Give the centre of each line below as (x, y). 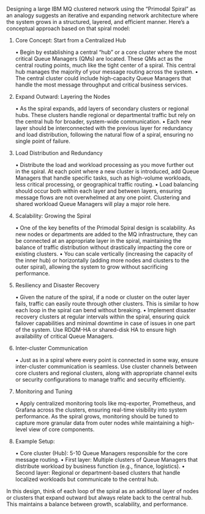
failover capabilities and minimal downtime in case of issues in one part (105, 323)
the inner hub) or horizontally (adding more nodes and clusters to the (102, 260)
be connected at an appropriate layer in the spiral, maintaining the (98, 241)
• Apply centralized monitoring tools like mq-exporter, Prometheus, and (105, 403)
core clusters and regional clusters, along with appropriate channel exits (106, 373)
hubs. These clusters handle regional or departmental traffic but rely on (105, 115)
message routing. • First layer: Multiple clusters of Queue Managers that (106, 460)
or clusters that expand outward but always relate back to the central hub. (99, 497)
